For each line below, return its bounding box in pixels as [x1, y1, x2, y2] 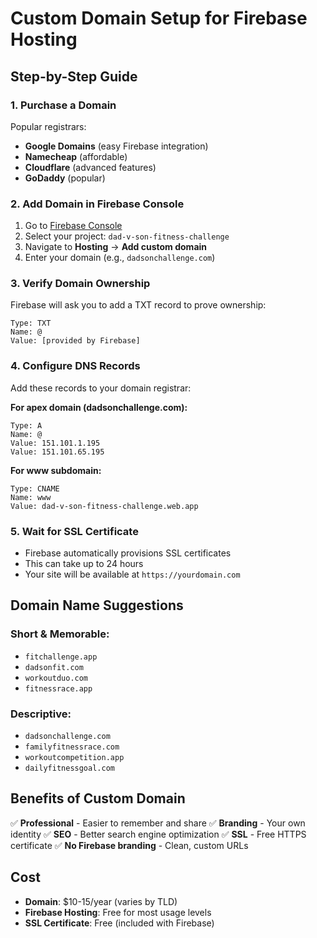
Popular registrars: [10, 120, 87, 132]
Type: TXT [10, 318, 52, 329]
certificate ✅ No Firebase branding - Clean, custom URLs [10, 839, 249, 851]
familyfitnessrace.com [24, 742, 120, 752]
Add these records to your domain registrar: [10, 382, 192, 394]
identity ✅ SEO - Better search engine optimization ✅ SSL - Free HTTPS [10, 828, 307, 840]
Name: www [10, 492, 52, 502]
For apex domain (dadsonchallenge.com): [10, 401, 188, 413]
